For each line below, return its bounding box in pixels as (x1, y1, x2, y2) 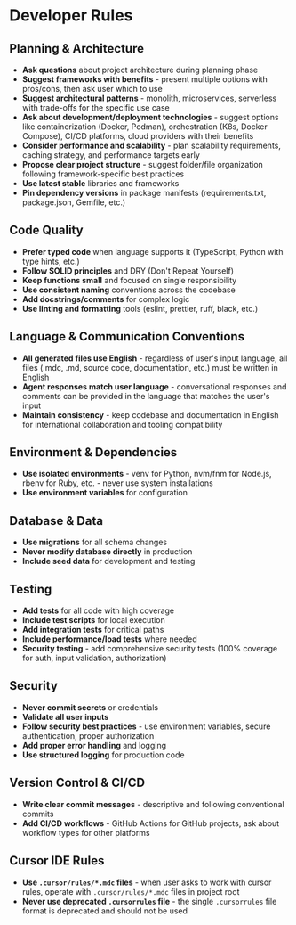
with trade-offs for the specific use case (21, 102, 171, 112)
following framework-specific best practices (21, 168, 185, 179)
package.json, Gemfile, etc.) (21, 197, 126, 208)
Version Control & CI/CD (9, 775, 145, 790)
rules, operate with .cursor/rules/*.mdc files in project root (21, 886, 240, 896)
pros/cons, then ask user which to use (21, 84, 163, 94)
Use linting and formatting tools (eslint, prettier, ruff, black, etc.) (21, 303, 259, 314)
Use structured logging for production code (21, 749, 185, 760)
